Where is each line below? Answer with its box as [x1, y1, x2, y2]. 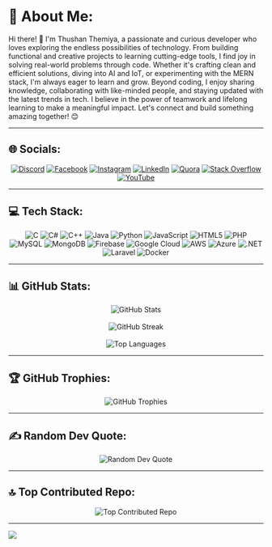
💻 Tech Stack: [8, 205, 83, 218]
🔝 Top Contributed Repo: [8, 486, 136, 499]
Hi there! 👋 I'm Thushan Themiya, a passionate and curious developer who [8, 34, 257, 44]
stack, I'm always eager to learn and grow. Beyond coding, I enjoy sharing [8, 77, 255, 87]
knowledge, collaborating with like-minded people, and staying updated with [8, 85, 264, 95]
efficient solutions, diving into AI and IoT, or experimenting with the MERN [8, 68, 254, 78]
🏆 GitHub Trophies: [8, 371, 111, 385]
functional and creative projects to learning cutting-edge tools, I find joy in [8, 51, 257, 61]
